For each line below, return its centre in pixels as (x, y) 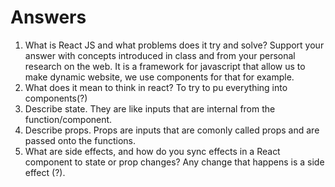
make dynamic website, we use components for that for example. (159, 77)
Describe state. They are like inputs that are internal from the (150, 108)
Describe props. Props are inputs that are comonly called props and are (172, 130)
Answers (48, 17)
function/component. (68, 119)
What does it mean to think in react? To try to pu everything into (156, 87)
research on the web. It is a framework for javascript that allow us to (165, 66)
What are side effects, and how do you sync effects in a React (152, 151)
